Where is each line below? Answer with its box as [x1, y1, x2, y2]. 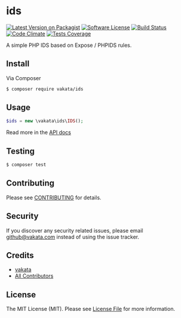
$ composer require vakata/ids [6, 86, 84, 92]
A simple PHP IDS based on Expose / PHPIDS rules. [6, 42, 132, 49]
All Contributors [14, 272, 53, 279]
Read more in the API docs [6, 129, 71, 136]
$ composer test [6, 162, 46, 168]
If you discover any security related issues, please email [6, 227, 144, 234]
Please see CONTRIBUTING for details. [6, 194, 102, 201]
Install [6, 59, 30, 69]
